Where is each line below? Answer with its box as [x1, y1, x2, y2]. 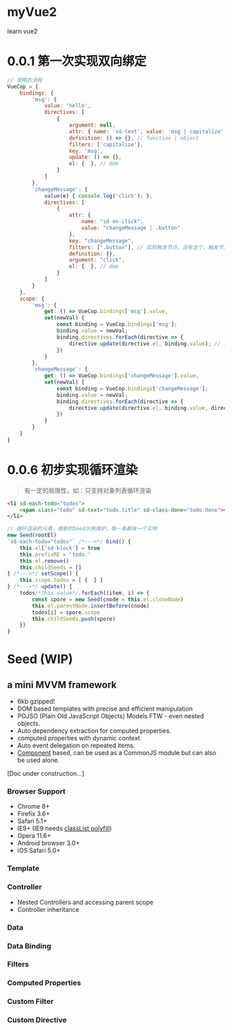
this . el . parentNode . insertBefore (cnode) [32, 602, 150, 609]
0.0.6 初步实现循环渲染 [7, 462, 138, 478]
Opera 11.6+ [17, 832, 52, 840]
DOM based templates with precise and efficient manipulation [17, 704, 193, 713]
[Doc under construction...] [7, 769, 85, 778]
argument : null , [68, 122, 116, 129]
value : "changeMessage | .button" [81, 225, 181, 232]
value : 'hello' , [43, 102, 91, 109]
